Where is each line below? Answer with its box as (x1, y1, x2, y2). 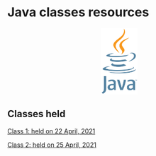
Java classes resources (7, 4, 150, 20)
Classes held (7, 108, 66, 120)
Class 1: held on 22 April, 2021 (7, 126, 96, 135)
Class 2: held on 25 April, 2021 (7, 140, 97, 149)
